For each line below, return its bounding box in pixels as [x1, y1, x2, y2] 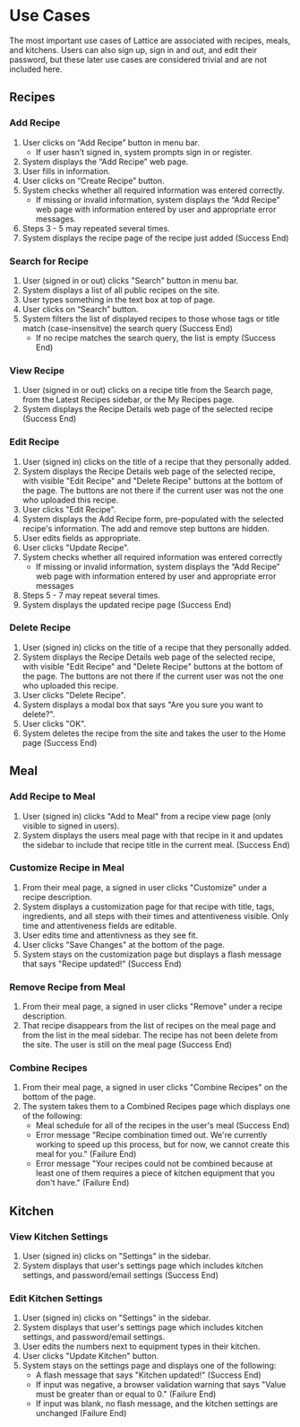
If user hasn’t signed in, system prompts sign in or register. [35, 146, 253, 157]
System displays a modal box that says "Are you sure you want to [21, 699, 264, 710]
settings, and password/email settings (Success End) [21, 1270, 219, 1281]
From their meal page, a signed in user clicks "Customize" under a [21, 881, 267, 893]
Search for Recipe [9, 255, 90, 267]
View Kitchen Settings [9, 1230, 109, 1243]
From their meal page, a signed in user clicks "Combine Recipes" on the [21, 1082, 288, 1093]
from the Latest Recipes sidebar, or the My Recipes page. [21, 394, 235, 405]
